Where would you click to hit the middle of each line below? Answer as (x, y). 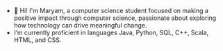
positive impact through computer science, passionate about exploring (115, 18)
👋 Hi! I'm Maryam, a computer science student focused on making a (111, 11)
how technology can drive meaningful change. (80, 25)
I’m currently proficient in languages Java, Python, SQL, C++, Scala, (111, 32)
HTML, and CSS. (38, 40)
